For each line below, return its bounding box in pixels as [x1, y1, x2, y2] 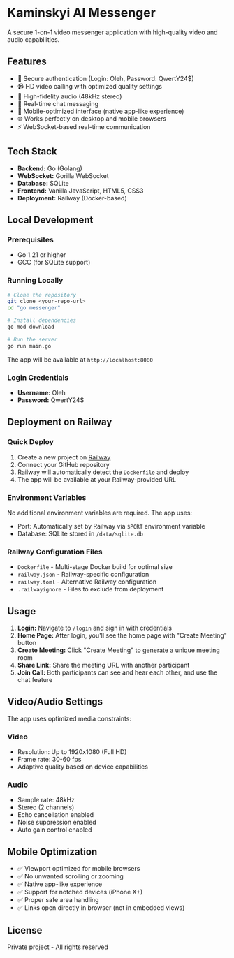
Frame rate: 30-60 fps [17, 756, 82, 764]
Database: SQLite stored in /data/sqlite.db [17, 529, 143, 538]
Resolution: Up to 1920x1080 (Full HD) [17, 748, 127, 756]
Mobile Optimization [7, 846, 98, 857]
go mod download [7, 323, 54, 331]
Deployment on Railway [7, 416, 112, 428]
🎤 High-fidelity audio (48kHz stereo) [17, 92, 122, 101]
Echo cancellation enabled [17, 811, 94, 819]
